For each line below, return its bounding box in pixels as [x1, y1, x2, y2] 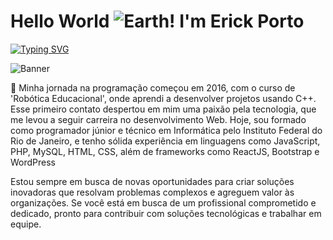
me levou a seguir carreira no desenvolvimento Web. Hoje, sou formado [10, 113, 307, 125]
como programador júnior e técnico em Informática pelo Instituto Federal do [10, 124, 323, 136]
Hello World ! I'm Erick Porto [10, 10, 305, 33]
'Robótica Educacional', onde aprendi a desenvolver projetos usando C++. [10, 92, 317, 104]
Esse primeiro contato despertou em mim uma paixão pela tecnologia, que [10, 103, 317, 115]
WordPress [10, 156, 57, 168]
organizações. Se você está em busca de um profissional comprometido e [10, 196, 317, 209]
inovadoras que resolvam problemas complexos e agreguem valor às [10, 186, 295, 198]
